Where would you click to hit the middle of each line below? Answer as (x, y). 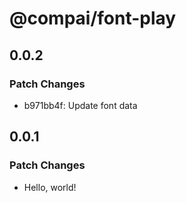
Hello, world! (50, 187)
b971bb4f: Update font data (80, 105)
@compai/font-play (93, 18)
